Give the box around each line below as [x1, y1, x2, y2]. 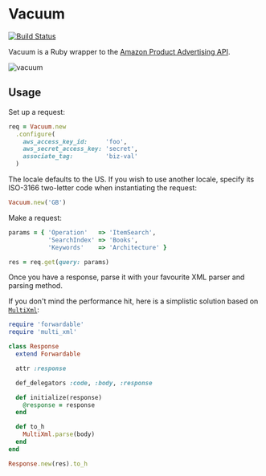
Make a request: [8, 213, 62, 222]
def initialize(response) [15, 393, 103, 401]
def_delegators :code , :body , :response [15, 379, 153, 387]
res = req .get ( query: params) [8, 258, 110, 266]
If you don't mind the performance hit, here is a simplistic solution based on [8, 296, 259, 306]
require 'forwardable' [8, 320, 84, 329]
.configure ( [15, 130, 56, 138]
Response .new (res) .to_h [8, 459, 88, 468]
